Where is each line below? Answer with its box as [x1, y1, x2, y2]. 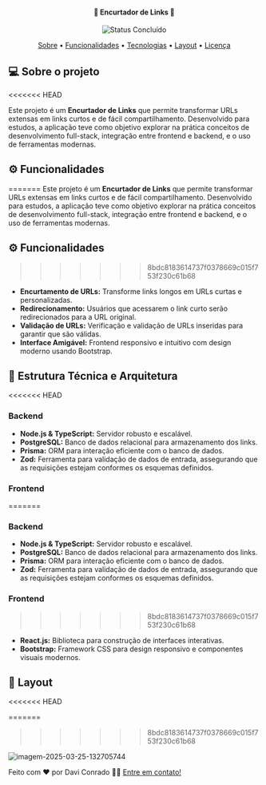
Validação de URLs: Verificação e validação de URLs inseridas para [19, 320, 244, 330]
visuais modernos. [19, 652, 81, 662]
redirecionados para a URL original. [19, 312, 137, 321]
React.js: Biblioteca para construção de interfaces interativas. [19, 635, 224, 645]
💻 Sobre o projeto [8, 65, 100, 78]
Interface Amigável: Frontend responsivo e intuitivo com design [19, 337, 232, 347]
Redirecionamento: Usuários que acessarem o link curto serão [19, 304, 228, 313]
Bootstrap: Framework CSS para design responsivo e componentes [19, 644, 244, 654]
